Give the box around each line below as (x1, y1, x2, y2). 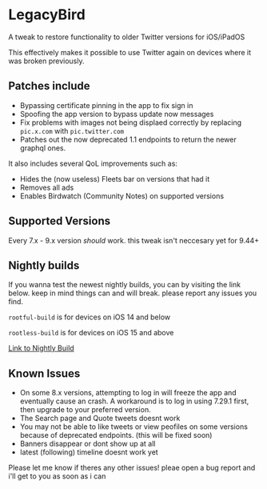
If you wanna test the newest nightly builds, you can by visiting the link (8, 280, 241, 290)
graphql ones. (19, 142, 66, 153)
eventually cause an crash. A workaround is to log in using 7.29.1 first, (19, 396, 249, 406)
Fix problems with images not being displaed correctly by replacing (19, 118, 242, 127)
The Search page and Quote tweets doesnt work (19, 414, 181, 423)
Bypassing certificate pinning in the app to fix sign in (19, 100, 193, 110)
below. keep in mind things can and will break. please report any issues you (8, 288, 257, 298)
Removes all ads (19, 182, 74, 192)
